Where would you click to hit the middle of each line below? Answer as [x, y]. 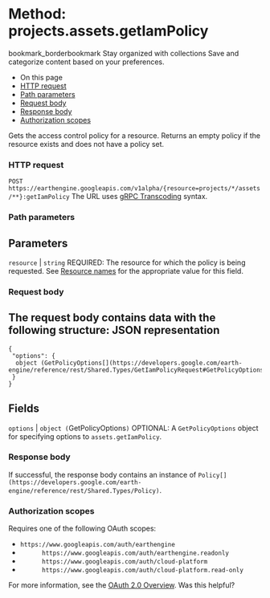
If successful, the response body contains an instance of [102, 474]
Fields [24, 409]
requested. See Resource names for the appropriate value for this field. [126, 271]
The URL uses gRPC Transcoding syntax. [139, 197]
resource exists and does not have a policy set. [86, 144]
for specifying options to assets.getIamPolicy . [85, 436]
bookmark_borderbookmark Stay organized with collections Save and [124, 53]
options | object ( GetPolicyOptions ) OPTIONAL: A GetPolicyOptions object [133, 428]
